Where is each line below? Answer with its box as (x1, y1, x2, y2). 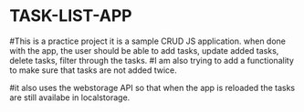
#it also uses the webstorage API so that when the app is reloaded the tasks (9, 82, 295, 93)
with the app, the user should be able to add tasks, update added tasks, (9, 45, 279, 56)
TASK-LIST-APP (9, 5, 132, 26)
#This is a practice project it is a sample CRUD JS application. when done (9, 36, 286, 46)
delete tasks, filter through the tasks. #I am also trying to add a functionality (9, 55, 294, 66)
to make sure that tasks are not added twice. (9, 65, 178, 76)
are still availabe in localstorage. (9, 92, 131, 103)
